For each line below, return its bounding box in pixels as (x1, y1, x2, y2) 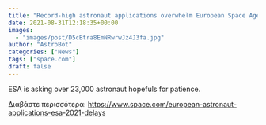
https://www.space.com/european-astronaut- (87, 99, 237, 108)
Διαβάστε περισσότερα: (8, 99, 86, 108)
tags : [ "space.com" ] (8, 56, 77, 64)
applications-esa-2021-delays (8, 108, 106, 117)
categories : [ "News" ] (8, 48, 80, 56)
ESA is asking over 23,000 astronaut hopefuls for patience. (8, 84, 201, 94)
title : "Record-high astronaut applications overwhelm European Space (8, 11, 246, 20)
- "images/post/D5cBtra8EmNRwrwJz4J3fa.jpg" (15, 33, 165, 42)
